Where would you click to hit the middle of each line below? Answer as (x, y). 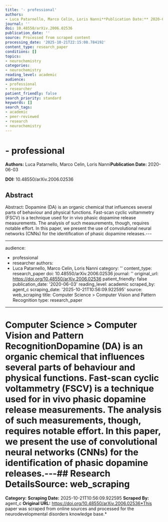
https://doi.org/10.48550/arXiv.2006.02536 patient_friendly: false (80, 279)
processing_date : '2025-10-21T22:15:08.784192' (56, 42)
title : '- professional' (31, 10)
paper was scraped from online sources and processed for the (69, 509)
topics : (13, 56)
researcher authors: (33, 263)
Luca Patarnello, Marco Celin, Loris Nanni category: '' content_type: (82, 268)
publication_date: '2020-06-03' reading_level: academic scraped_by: (84, 284)
